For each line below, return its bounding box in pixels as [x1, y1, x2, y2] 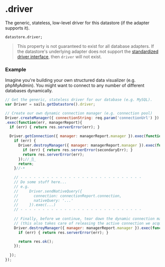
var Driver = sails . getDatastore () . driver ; [5, 102, 96, 107]
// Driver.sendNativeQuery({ [14, 189, 82, 193]
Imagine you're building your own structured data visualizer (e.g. [5, 77, 136, 83]
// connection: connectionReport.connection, [14, 193, 122, 198]
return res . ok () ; [18, 239, 54, 244]
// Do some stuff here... [14, 180, 67, 185]
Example [5, 66, 27, 73]
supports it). [5, 25, 30, 31]
